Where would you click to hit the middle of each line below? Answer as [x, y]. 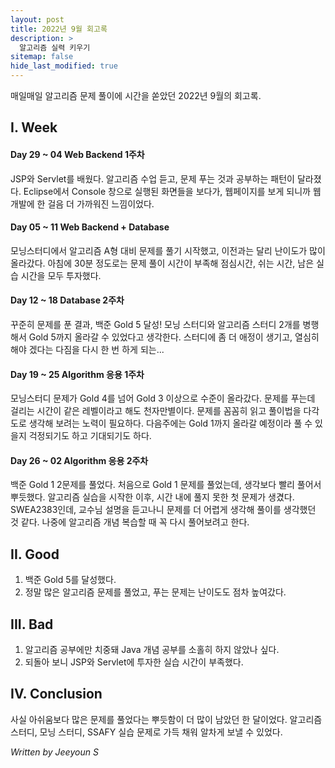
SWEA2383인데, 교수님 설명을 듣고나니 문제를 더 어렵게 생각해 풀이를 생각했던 [163, 510]
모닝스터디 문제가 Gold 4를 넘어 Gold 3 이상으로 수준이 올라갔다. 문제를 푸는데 [163, 398]
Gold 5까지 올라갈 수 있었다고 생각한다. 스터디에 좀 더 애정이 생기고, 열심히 [174, 337]
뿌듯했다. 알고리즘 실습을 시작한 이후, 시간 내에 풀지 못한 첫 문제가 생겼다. [152, 497]
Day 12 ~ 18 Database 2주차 [67, 300]
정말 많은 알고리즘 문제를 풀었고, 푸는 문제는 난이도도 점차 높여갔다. [155, 592]
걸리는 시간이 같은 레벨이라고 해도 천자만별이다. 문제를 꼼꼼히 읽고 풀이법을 [156, 411]
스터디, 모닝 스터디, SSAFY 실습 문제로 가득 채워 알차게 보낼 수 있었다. [146, 732]
